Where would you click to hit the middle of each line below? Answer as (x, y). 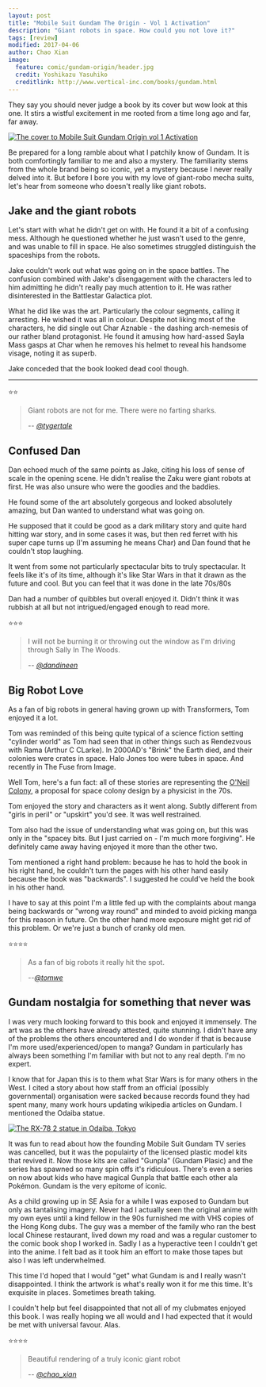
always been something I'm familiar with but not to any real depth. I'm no (127, 1055)
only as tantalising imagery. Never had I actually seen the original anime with (133, 1209)
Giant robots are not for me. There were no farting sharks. (122, 410)
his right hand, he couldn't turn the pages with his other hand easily (118, 870)
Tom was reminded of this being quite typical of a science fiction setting (126, 733)
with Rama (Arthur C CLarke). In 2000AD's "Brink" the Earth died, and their (130, 750)
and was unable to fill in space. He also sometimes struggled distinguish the (132, 247)
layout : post (30, 15)
